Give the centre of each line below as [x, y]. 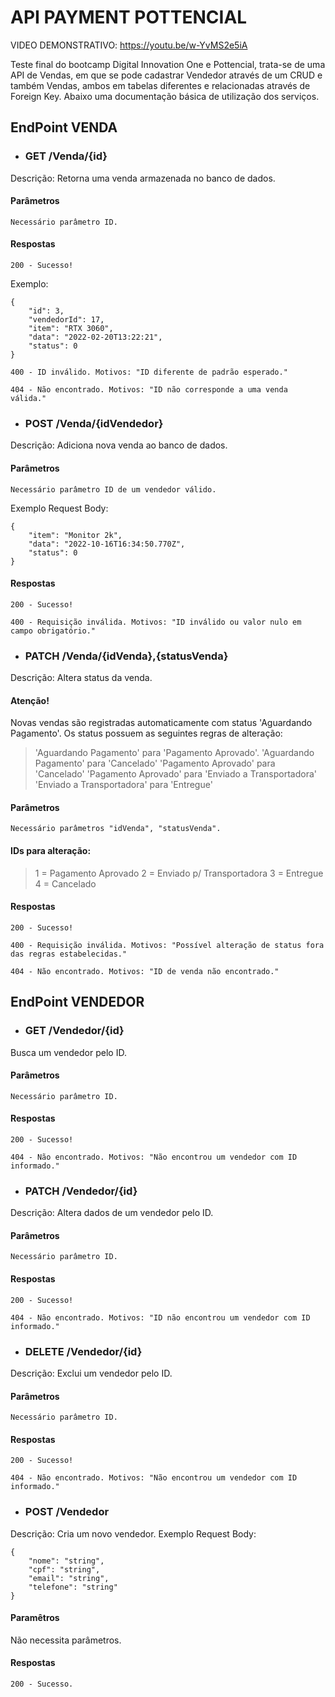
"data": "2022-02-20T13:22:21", [95, 337]
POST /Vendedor [67, 1512]
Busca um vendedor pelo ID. [68, 1052]
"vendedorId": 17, [66, 320]
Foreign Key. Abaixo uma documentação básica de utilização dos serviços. [165, 96]
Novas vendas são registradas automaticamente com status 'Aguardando [161, 723]
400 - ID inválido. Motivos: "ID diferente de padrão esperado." [149, 372]
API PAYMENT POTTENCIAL [129, 17]
